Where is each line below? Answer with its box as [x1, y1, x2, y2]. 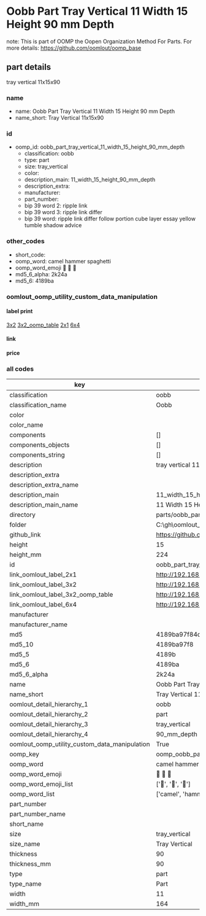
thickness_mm [9, 860, 51, 868]
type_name [9, 880, 42, 888]
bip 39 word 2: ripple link [24, 202, 88, 209]
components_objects [9, 441, 70, 449]
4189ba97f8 [156, 640, 194, 649]
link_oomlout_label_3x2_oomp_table [9, 591, 113, 599]
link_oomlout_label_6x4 [9, 600, 77, 609]
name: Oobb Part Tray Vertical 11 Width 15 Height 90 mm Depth [15, 107, 175, 115]
